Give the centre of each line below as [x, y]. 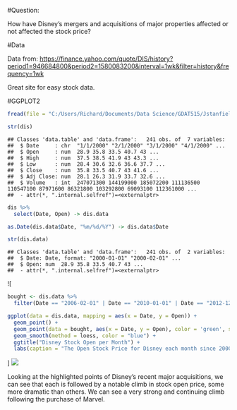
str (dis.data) [28, 239]
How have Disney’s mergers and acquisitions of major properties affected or [118, 24]
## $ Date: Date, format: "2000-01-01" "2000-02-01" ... [94, 258]
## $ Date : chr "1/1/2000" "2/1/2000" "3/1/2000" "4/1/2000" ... [116, 145]
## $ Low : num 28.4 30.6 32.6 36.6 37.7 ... [86, 164]
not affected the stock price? [49, 31]
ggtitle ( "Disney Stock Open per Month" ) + [77, 342]
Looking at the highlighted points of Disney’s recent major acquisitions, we [115, 377]
